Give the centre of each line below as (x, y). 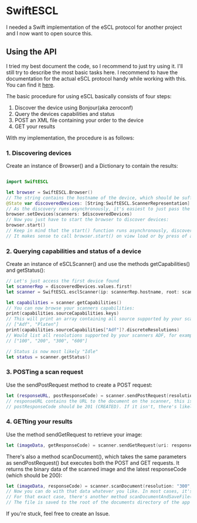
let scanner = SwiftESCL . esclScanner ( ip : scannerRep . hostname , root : (93, 292)
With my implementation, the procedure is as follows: (70, 138)
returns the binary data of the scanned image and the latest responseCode (96, 469)
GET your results (35, 126)
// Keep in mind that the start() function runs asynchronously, (87, 231)
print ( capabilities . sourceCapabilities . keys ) (62, 314)
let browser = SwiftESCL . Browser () (50, 192)
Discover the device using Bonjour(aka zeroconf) (74, 108)
